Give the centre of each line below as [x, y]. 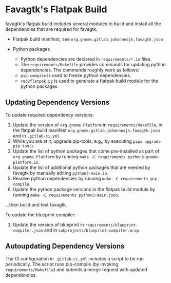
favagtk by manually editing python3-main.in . [61, 173]
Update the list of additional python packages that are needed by [81, 167]
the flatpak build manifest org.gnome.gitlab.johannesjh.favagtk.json [86, 130]
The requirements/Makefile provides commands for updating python [93, 64]
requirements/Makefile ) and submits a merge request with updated [76, 269]
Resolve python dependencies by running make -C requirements [80, 178]
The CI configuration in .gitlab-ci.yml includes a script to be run [74, 258]
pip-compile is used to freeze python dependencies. [76, 75]
